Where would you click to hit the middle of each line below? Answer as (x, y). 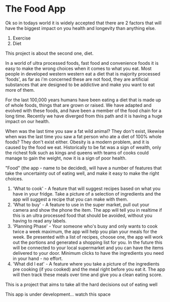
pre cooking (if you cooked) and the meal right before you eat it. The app (89, 269)
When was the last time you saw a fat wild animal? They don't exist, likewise (85, 131)
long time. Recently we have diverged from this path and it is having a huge (84, 116)
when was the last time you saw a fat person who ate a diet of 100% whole (83, 136)
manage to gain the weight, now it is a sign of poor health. (66, 158)
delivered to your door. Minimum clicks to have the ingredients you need (88, 253)
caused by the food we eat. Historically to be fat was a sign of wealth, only (83, 147)
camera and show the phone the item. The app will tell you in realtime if (87, 210)
